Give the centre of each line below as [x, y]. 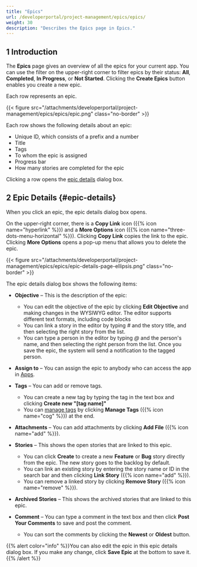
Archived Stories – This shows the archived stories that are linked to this [103, 499]
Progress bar [30, 162]
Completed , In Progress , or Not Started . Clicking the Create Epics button [96, 79]
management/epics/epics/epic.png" [50, 114]
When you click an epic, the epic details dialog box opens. [76, 212]
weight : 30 [19, 22]
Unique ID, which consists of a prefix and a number [77, 137]
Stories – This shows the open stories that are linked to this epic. [93, 445]
